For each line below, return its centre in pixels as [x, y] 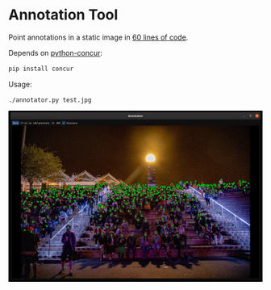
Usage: [20, 84]
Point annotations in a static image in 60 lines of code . [98, 37]
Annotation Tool [63, 15]
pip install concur [41, 69]
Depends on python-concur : [56, 53]
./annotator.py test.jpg [50, 100]
